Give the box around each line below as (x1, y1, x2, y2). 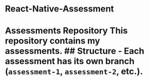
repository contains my (5, 35, 100, 46)
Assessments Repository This (5, 25, 128, 36)
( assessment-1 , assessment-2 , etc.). (5, 66, 143, 77)
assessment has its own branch (5, 56, 135, 67)
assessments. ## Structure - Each (5, 46, 145, 57)
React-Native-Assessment (5, 3, 114, 14)
